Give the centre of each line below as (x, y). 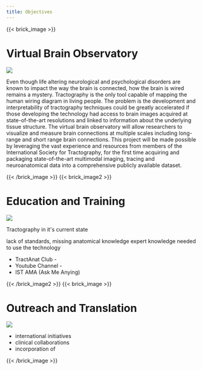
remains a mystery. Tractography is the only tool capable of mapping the (97, 94)
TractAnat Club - (36, 259)
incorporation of (35, 349)
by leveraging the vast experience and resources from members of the (94, 146)
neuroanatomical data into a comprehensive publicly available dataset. (94, 165)
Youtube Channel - (38, 265)
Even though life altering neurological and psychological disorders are (93, 82)
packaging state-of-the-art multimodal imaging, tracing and (81, 158)
